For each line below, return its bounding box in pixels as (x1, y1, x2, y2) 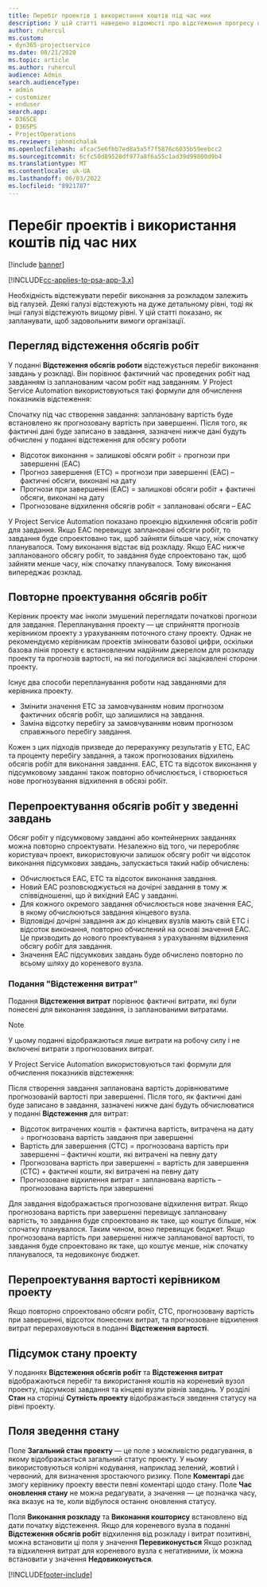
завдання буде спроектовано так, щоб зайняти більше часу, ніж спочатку (8, 533, 259, 543)
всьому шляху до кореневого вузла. (19, 958, 144, 968)
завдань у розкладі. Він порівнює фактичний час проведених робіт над (8, 368, 250, 378)
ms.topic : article (8, 57, 69, 65)
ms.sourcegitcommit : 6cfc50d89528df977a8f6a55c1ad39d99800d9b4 (8, 152, 222, 160)
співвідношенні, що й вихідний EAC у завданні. (19, 891, 179, 900)
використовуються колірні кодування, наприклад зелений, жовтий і (8, 1463, 239, 1472)
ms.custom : (8, 33, 44, 42)
